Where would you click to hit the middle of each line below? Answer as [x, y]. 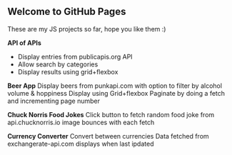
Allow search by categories [58, 64]
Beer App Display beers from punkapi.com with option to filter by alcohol [115, 86]
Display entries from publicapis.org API [75, 56]
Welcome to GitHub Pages [67, 12]
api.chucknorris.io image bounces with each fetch [81, 122]
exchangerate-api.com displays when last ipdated [81, 144]
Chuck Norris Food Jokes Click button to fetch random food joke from [111, 114]
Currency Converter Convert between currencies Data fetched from [108, 136]
